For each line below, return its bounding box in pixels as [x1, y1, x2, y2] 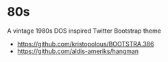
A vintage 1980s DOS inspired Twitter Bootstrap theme [7, 27, 161, 35]
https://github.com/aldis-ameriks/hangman [16, 47, 139, 55]
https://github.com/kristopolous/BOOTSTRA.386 [16, 40, 154, 48]
